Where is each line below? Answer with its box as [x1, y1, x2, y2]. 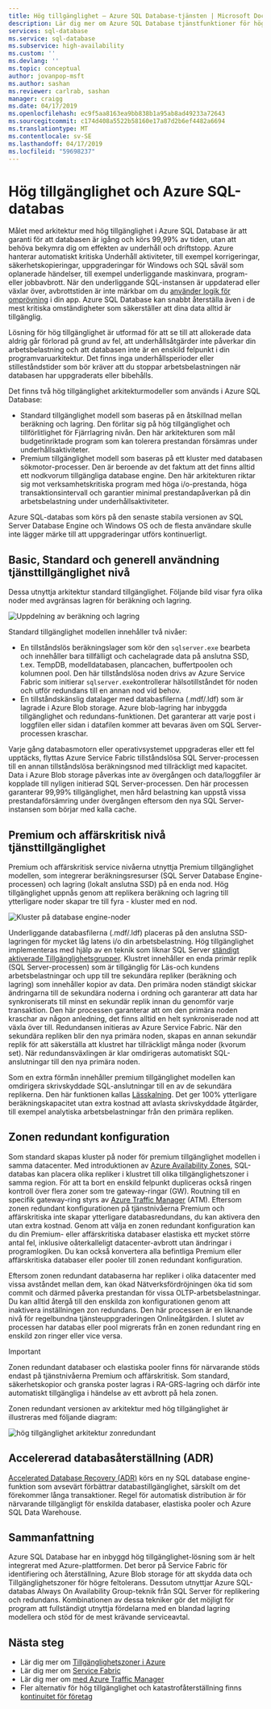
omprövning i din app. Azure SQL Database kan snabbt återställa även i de [8, 295, 256, 304]
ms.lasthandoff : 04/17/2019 [8, 139, 103, 148]
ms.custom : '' [8, 49, 56, 57]
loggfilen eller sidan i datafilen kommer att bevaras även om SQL [19, 720, 236, 730]
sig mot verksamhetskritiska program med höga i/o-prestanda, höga [19, 479, 248, 490]
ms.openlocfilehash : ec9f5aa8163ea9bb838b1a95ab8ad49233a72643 [8, 110, 226, 118]
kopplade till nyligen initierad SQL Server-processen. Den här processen [8, 778, 248, 789]
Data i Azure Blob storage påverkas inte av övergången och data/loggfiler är [8, 770, 261, 780]
